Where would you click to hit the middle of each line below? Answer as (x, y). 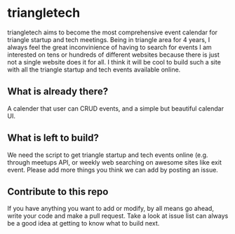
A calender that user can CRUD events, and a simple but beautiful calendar (116, 108)
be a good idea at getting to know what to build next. (83, 223)
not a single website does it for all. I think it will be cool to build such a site (114, 62)
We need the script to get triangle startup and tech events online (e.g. (108, 155)
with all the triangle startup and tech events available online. (94, 69)
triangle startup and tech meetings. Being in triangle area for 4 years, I (109, 39)
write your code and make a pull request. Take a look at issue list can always (118, 216)
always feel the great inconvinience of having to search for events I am (109, 47)
